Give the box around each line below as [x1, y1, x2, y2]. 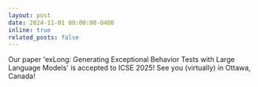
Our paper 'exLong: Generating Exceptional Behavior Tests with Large [8, 55, 235, 64]
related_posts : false [8, 33, 80, 42]
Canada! [8, 71, 36, 81]
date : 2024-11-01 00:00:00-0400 [8, 19, 114, 27]
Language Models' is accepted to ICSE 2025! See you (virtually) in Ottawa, [8, 63, 251, 73]
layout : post [8, 11, 51, 20]
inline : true [8, 26, 51, 34]
